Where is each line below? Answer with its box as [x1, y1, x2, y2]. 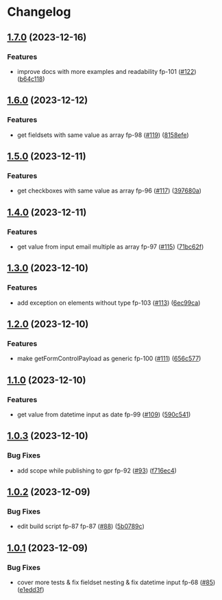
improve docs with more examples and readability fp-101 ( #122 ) [16, 67, 197, 75]
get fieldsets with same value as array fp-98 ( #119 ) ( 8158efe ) [16, 131, 190, 139]
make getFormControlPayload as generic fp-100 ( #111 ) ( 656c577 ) [16, 354, 201, 363]
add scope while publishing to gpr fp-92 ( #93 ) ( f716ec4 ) [16, 466, 177, 475]
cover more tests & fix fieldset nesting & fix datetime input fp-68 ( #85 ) [16, 578, 216, 586]
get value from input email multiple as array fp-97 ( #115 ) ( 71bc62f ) [16, 242, 204, 251]
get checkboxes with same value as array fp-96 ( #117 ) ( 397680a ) [16, 186, 202, 195]
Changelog [7, 4, 71, 20]
